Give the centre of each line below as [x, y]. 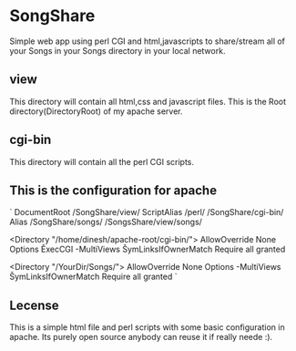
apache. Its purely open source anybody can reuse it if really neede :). [141, 337]
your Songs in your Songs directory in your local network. [117, 50]
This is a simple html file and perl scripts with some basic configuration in [147, 327]
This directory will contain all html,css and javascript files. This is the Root [148, 101]
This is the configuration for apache [113, 190]
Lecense [34, 305]
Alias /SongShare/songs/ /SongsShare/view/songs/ [106, 222]
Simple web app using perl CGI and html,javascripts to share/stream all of [147, 41]
